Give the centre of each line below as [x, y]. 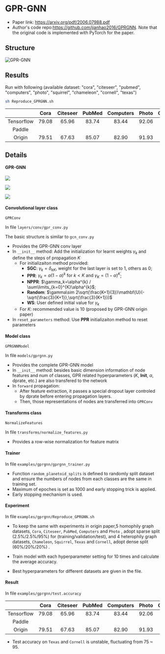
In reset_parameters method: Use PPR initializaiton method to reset [80, 320]
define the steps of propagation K [46, 258]
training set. [24, 484]
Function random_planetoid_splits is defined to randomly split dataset [83, 473]
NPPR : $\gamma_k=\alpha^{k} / [59, 282]
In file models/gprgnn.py [29, 355]
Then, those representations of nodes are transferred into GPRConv [86, 402]
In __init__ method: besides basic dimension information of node [79, 370]
